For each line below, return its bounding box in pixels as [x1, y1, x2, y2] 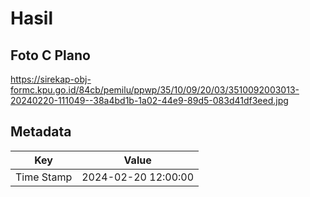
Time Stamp [15, 170, 73, 184]
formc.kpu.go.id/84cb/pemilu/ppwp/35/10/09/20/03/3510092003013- [10, 84, 300, 96]
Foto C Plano [10, 47, 91, 64]
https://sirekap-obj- [10, 73, 92, 85]
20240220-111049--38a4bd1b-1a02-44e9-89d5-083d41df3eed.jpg [10, 95, 289, 106]
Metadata [10, 123, 72, 141]
